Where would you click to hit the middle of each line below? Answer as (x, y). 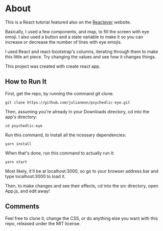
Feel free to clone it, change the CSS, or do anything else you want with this (81, 218)
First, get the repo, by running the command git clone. (59, 93)
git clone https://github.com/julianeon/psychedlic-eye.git (68, 103)
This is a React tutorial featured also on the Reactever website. (68, 22)
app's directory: (21, 117)
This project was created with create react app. (53, 66)
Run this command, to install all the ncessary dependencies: (66, 135)
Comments (22, 206)
